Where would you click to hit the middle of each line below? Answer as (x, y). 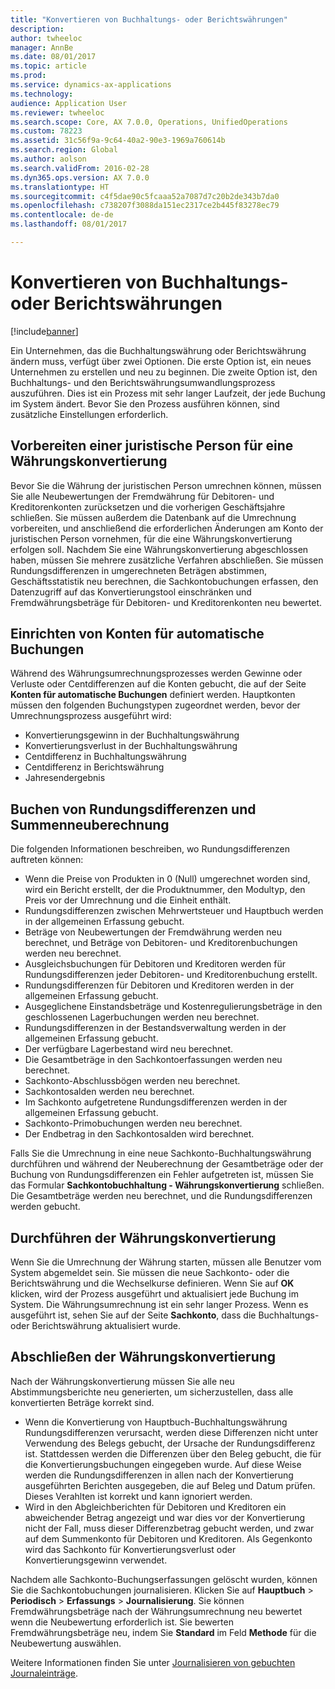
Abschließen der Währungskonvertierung (143, 1357)
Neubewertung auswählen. (66, 1643)
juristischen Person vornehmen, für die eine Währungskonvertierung (151, 538)
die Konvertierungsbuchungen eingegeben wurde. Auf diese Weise (163, 1464)
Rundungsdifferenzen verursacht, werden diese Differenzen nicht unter (171, 1432)
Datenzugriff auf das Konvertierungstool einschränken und (131, 592)
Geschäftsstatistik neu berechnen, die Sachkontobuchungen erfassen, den (164, 581)
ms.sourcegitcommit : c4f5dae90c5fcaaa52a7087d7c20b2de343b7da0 (145, 196)
